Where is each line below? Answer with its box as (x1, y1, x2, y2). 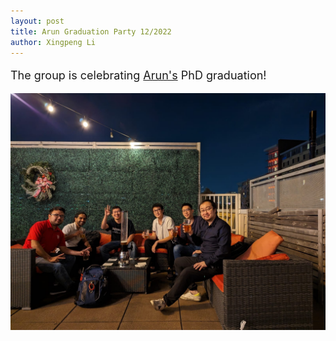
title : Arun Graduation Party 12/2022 (10, 26, 172, 37)
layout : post (10, 16, 65, 26)
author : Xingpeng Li (10, 37, 97, 47)
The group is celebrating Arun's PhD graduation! (10, 68, 267, 83)
